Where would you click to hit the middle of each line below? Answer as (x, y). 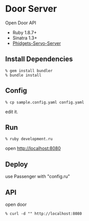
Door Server (31, 9)
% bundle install (23, 75)
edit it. (12, 112)
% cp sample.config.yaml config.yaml (45, 102)
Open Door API (21, 23)
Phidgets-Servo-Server (37, 43)
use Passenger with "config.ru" (38, 177)
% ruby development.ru (29, 139)
